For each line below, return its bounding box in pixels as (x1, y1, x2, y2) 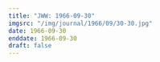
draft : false (8, 42, 52, 50)
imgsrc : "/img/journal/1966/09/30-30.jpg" (8, 19, 153, 27)
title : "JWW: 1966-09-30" (8, 11, 95, 20)
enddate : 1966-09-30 (8, 34, 78, 43)
